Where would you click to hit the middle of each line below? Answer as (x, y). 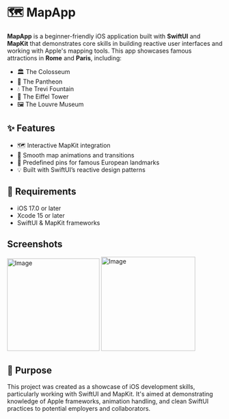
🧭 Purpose (30, 370)
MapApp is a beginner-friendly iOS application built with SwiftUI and (104, 36)
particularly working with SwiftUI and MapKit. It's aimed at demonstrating (110, 394)
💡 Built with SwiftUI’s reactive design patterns (81, 169)
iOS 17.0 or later (39, 208)
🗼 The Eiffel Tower (43, 97)
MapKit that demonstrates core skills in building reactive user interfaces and (115, 43)
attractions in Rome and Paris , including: (64, 58)
